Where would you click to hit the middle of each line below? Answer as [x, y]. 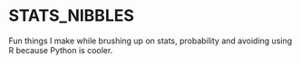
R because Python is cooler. [61, 50]
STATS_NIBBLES [72, 16]
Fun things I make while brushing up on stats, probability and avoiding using [150, 41]
